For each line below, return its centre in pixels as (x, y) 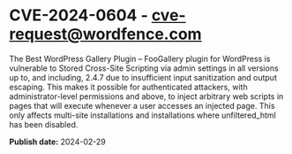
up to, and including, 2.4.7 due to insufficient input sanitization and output (143, 77)
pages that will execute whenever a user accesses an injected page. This (142, 105)
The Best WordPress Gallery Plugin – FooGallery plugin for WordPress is (140, 58)
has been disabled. (44, 124)
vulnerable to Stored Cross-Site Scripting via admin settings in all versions (144, 68)
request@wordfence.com (105, 34)
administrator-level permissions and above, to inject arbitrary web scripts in (146, 96)
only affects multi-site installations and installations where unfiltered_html (142, 115)
